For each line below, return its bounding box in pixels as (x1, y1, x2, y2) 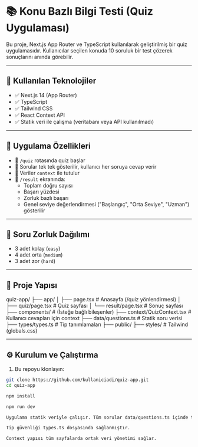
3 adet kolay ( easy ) (14, 245, 61, 252)
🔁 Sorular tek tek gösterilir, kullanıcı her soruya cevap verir (14, 163, 157, 170)
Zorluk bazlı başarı (23, 194, 69, 201)
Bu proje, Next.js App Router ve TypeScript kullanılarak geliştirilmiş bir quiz (6, 41, 187, 48)
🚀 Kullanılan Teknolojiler (6, 76, 97, 86)
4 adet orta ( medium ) (14, 251, 63, 258)
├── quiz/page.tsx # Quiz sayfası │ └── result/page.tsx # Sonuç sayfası (6, 302, 183, 310)
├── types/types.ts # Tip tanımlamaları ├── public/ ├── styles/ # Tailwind (6, 321, 189, 328)
